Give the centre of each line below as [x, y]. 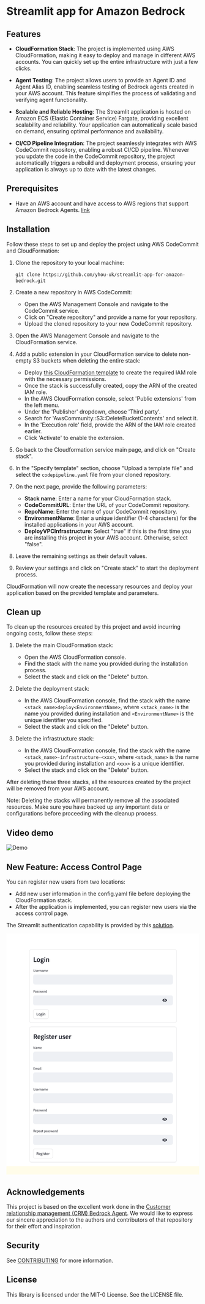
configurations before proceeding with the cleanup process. [82, 814]
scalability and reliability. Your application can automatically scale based [106, 125]
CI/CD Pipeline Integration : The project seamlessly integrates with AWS [106, 143]
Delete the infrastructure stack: [54, 739]
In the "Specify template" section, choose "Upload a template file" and [104, 468]
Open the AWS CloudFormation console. [75, 657]
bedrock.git [30, 281]
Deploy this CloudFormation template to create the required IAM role [110, 372]
